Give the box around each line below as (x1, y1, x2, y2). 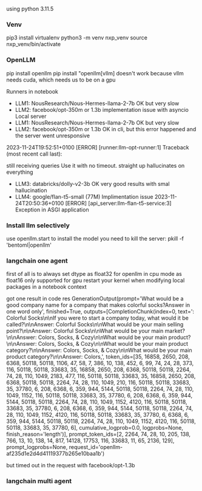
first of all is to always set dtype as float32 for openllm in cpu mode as (6, 270, 182, 278)
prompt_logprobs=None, (6, 444, 68, 451)
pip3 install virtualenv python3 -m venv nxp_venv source (6, 34, 147, 41)
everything (6, 168, 33, 176)
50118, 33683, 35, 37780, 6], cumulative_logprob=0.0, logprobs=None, (6, 424, 184, 431)
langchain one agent (6, 256, 68, 265)
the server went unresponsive (15, 132, 90, 139)
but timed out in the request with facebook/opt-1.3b (6, 462, 135, 469)
